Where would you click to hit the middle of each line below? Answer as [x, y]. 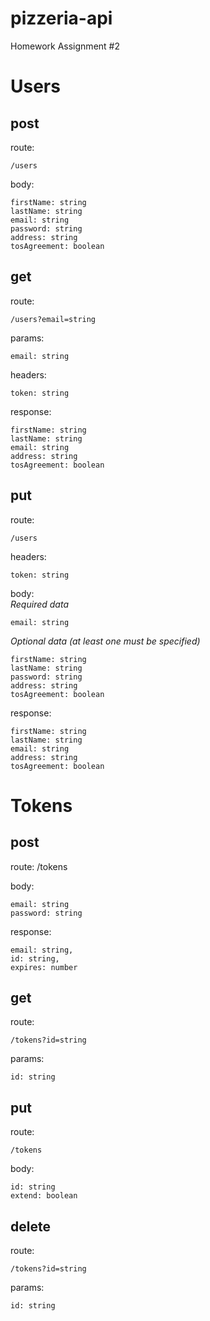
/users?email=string [53, 319]
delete [30, 1226]
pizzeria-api [61, 18]
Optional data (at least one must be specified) [105, 641]
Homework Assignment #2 [65, 46]
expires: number [44, 967]
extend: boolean [44, 1196]
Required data [39, 604]
